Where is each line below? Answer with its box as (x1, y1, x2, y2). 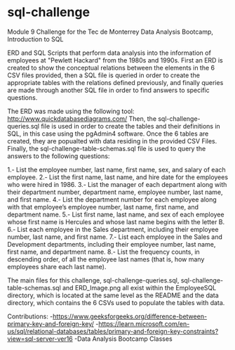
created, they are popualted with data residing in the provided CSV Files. (7, 136, 217, 145)
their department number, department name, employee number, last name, (7, 188, 223, 196)
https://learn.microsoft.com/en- (98, 319, 190, 328)
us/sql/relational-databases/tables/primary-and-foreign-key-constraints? (7, 327, 219, 335)
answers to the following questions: (7, 152, 110, 160)
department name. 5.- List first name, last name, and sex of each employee (7, 210, 224, 219)
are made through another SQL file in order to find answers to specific (7, 86, 210, 94)
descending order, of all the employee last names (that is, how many (7, 254, 205, 264)
